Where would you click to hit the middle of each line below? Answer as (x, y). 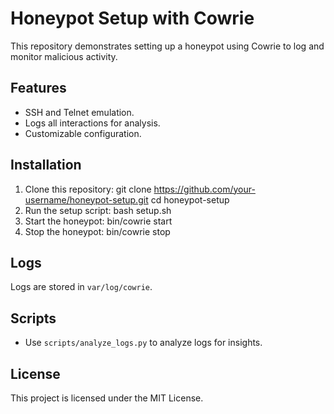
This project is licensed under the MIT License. (107, 398)
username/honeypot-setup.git (86, 199)
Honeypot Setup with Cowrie (132, 18)
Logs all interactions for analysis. (92, 123)
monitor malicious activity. (64, 56)
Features (38, 88)
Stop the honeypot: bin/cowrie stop (97, 231)
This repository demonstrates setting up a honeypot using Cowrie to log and (167, 46)
